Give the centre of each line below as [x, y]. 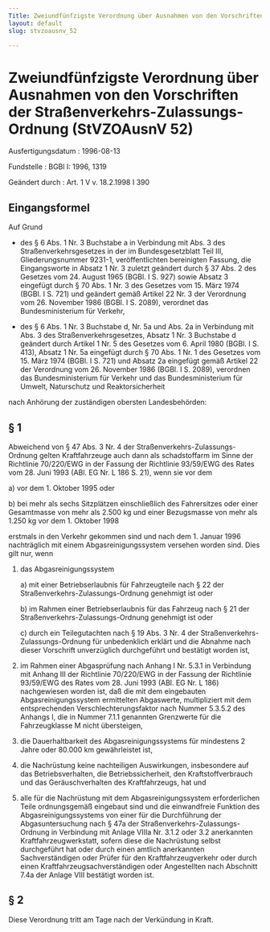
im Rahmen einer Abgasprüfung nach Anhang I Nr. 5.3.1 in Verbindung [135, 666]
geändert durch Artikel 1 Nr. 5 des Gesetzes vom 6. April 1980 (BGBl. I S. [139, 344]
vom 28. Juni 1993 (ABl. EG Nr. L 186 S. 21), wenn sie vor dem [110, 472]
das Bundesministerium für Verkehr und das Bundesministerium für [131, 378]
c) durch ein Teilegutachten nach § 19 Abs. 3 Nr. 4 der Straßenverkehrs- [139, 633]
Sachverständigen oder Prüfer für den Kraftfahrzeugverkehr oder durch [138, 857]
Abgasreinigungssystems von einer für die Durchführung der [121, 814]
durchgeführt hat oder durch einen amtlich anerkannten [112, 849]
